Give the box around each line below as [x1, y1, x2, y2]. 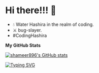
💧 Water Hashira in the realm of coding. [12, 21, 94, 27]
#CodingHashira [12, 32, 47, 39]
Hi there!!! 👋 [5, 5, 57, 16]
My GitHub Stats [5, 42, 41, 48]
